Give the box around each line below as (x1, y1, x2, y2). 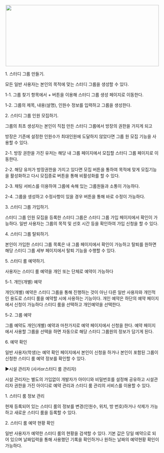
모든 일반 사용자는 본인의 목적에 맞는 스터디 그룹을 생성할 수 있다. (5, 81, 129, 87)
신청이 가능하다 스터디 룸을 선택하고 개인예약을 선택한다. (14, 302, 121, 307)
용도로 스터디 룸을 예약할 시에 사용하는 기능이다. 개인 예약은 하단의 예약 (10, 295, 146, 301)
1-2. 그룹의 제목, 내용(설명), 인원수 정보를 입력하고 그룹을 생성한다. (5, 102, 132, 108)
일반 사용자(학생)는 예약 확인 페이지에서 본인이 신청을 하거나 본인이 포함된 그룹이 (5, 349, 159, 355)
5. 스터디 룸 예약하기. (5, 258, 46, 264)
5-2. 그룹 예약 (5, 312, 32, 318)
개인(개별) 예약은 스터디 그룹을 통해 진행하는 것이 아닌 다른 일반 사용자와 (5, 290, 143, 295)
